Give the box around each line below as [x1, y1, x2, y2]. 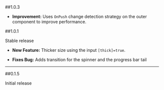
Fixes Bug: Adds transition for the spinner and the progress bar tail [12, 57, 147, 63]
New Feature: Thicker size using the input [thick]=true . [12, 47, 126, 53]
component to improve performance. [12, 19, 86, 24]
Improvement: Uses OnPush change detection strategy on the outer [12, 14, 147, 19]
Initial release [5, 80, 32, 86]
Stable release [5, 38, 34, 44]
